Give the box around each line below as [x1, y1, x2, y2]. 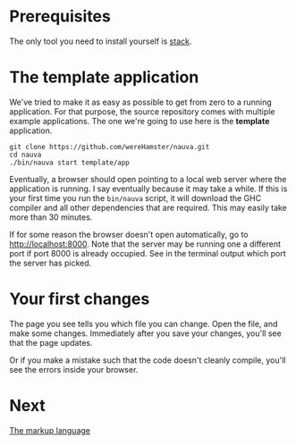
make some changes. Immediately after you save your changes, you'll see [9, 328, 282, 339]
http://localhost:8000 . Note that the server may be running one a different [9, 239, 282, 249]
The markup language [9, 424, 91, 435]
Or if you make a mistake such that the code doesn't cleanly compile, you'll [9, 355, 286, 365]
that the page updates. [9, 337, 93, 348]
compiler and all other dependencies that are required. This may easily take [9, 202, 288, 213]
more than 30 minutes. [9, 212, 93, 222]
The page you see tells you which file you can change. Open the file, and [9, 318, 278, 329]
